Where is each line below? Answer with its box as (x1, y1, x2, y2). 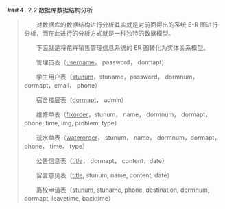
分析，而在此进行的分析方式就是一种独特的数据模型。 (23, 29, 175, 37)
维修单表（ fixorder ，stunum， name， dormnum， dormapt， (36, 110, 211, 119)
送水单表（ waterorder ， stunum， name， (36, 134, 156, 142)
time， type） (49, 143, 89, 150)
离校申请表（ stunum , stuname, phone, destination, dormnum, (36, 186, 210, 194)
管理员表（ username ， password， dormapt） (36, 58, 168, 66)
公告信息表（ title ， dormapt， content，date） (36, 157, 168, 164)
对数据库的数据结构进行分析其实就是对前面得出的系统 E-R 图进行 (36, 21, 218, 29)
